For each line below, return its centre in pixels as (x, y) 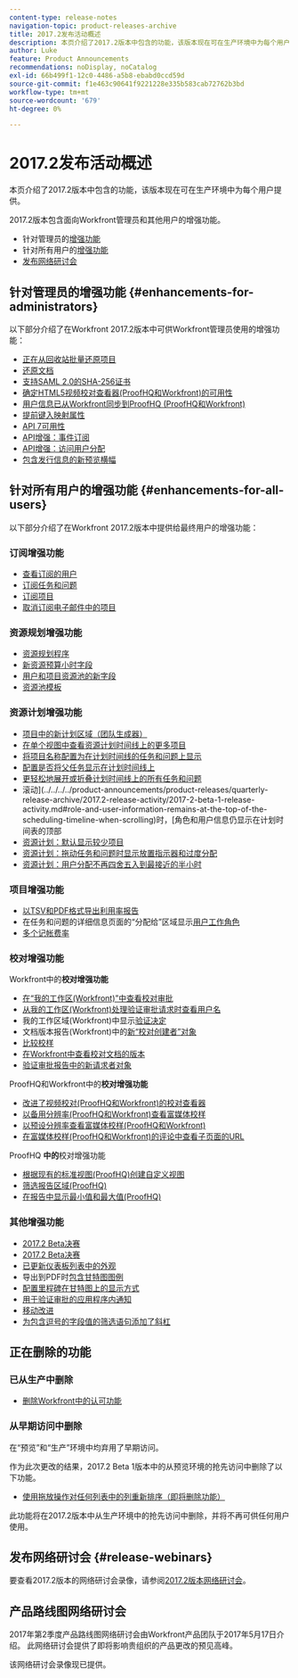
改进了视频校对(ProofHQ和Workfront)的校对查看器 (114, 1104)
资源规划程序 (45, 654)
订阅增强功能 (37, 552)
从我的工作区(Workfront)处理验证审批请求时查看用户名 (121, 1010)
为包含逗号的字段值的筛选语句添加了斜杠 (96, 1321)
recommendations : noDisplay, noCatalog (83, 68)
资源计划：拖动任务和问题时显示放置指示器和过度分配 (120, 853)
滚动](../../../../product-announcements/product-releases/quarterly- (145, 789)
